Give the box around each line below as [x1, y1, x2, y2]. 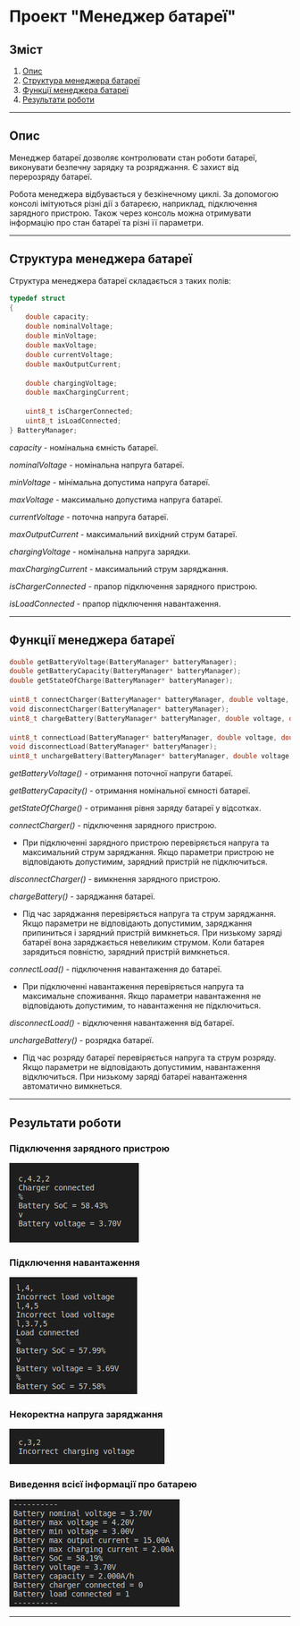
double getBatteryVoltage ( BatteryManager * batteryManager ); [9, 657, 238, 666]
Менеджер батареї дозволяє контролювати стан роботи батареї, [9, 152, 257, 163]
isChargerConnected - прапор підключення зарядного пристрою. [9, 580, 258, 592]
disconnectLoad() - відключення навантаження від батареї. [9, 1018, 235, 1029]
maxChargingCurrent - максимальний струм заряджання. [9, 563, 229, 574]
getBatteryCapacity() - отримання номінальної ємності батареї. [9, 785, 251, 796]
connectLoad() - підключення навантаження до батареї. [9, 964, 222, 975]
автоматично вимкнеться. [21, 1081, 122, 1091]
